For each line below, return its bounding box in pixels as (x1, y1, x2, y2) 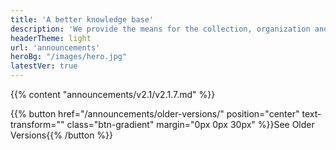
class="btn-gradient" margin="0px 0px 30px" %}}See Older (66, 119, 315, 130)
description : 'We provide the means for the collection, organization (10, 24, 311, 34)
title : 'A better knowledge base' (10, 14, 155, 25)
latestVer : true (10, 61, 78, 71)
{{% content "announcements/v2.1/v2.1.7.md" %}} (10, 89, 216, 100)
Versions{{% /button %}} (10, 129, 114, 141)
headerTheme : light (10, 33, 92, 43)
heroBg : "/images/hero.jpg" (10, 52, 128, 62)
